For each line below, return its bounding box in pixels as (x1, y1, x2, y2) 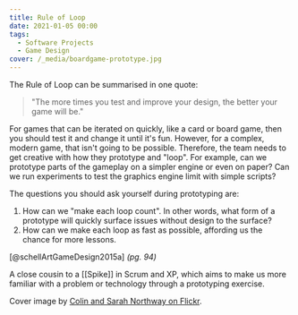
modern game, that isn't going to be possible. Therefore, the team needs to (9, 142, 286, 153)
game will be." (30, 106, 84, 116)
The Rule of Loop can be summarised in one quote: (9, 80, 199, 89)
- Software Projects (17, 38, 94, 47)
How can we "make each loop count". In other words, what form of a (21, 206, 276, 216)
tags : (9, 30, 30, 38)
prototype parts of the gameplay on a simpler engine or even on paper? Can (9, 162, 290, 172)
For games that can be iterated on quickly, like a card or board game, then (9, 123, 282, 134)
